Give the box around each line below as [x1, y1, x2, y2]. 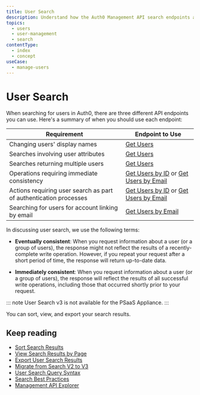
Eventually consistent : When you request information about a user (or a [14, 238, 192, 245]
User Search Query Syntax [14, 369, 81, 377]
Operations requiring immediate [9, 169, 98, 178]
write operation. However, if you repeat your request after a [39, 251, 185, 258]
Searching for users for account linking [9, 203, 118, 212]
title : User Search [6, 8, 55, 15]
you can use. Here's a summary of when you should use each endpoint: [6, 116, 183, 123]
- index [11, 48, 31, 54]
